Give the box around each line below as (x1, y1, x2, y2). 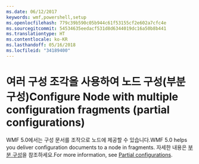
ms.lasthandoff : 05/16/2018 (6, 42, 76, 48)
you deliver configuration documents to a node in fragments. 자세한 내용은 (6, 144, 187, 151)
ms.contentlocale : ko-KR (6, 36, 68, 42)
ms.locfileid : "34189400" (6, 48, 70, 54)
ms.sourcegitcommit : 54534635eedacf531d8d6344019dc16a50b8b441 (6, 25, 167, 32)
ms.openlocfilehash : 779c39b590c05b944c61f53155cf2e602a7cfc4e (6, 20, 167, 26)
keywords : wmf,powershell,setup (6, 14, 86, 20)
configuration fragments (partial (6, 103, 170, 116)
